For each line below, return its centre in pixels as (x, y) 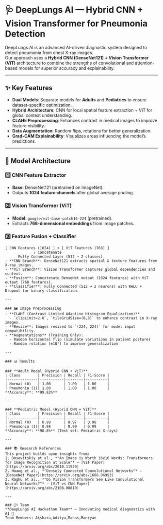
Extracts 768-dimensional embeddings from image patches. (73, 223)
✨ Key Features (29, 88)
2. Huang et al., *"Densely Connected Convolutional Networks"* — (73, 471)
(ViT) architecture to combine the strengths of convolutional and (70, 63)
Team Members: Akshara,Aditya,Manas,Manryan (51, 518)
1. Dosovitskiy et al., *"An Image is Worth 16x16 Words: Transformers (79, 458)
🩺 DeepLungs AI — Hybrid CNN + (74, 10)
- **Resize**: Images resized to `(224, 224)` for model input (70, 327)
